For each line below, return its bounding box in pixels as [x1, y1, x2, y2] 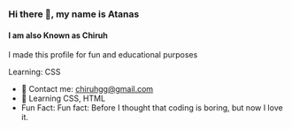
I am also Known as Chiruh [8, 30, 108, 41]
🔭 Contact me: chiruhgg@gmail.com [20, 84, 154, 95]
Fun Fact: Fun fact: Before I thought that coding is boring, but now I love [20, 102, 284, 113]
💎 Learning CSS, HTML [20, 93, 106, 104]
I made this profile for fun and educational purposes [8, 49, 198, 60]
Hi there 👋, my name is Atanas [8, 8, 140, 20]
